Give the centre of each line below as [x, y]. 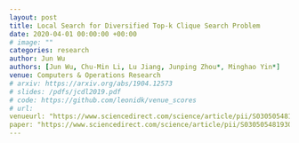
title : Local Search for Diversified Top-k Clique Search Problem [135, 26]
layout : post [33, 17]
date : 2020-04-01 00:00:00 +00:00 [73, 34]
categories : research [49, 51]
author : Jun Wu [37, 59]
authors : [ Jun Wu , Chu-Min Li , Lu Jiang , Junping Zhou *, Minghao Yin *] [145, 68]
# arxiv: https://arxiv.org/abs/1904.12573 [91, 83]
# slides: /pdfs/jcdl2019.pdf [65, 91]
